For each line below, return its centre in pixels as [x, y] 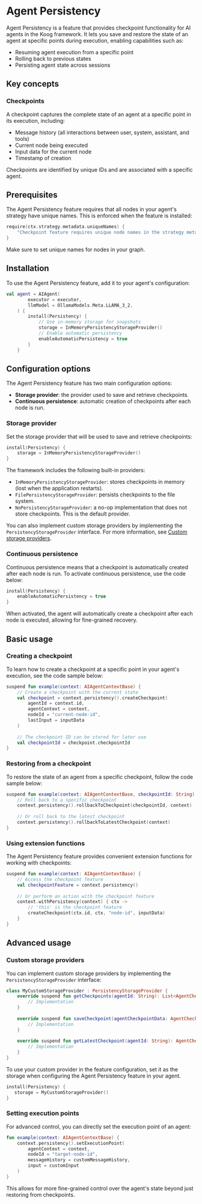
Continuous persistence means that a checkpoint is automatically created [97, 567]
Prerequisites [32, 195]
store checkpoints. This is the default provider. [72, 514]
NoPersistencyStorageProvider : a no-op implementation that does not [101, 508]
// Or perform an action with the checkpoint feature [86, 896]
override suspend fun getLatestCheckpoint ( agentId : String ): [95, 1041]
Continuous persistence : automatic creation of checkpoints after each [103, 401]
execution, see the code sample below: [55, 675]
